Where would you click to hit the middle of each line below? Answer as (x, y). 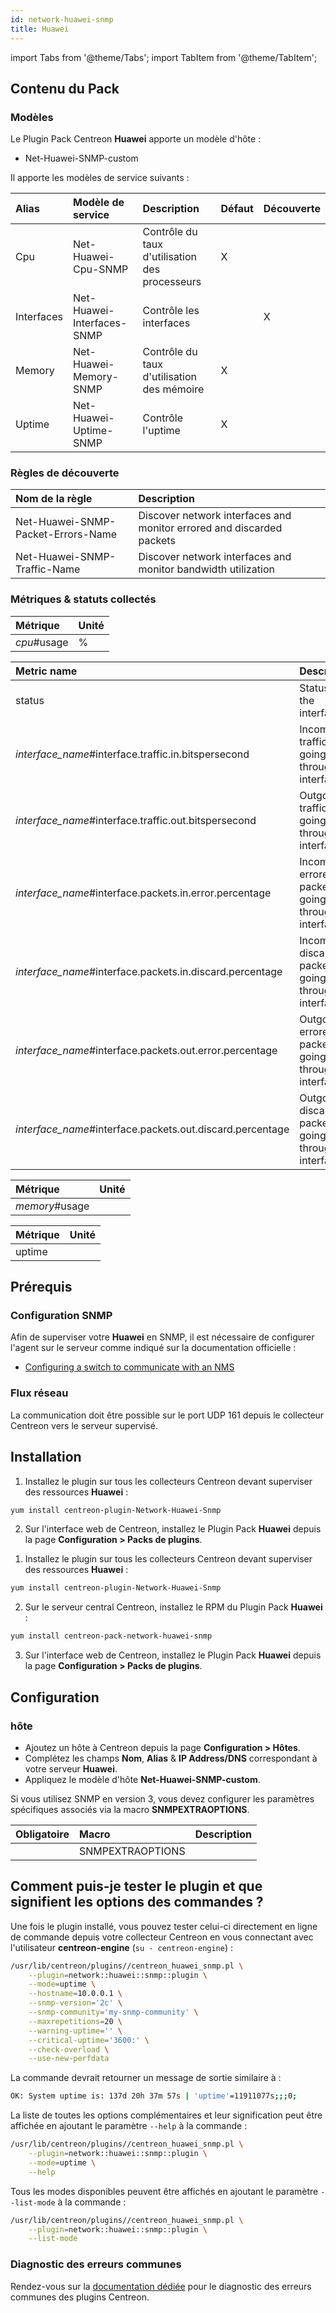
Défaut (237, 209)
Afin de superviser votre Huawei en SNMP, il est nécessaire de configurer (162, 1337)
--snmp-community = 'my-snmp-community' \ (113, 2012)
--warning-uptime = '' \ (75, 2031)
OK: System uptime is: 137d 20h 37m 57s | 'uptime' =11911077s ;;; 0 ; (154, 2096)
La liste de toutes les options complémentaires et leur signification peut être (166, 2115)
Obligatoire (42, 1834)
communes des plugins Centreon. (80, 2297)
